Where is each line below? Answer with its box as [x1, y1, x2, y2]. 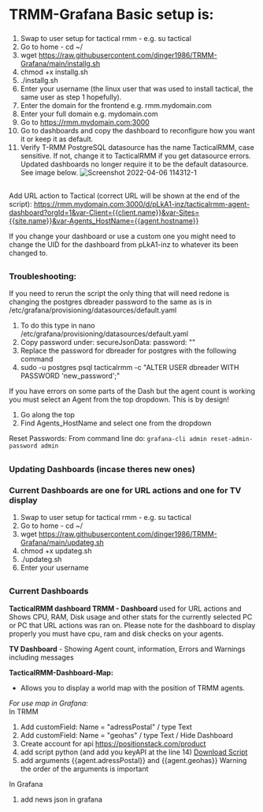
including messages [9, 653, 74, 662]
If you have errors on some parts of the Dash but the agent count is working [9, 387, 255, 396]
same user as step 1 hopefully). [20, 92, 122, 102]
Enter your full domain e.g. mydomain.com [20, 109, 158, 119]
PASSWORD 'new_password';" [20, 371, 120, 380]
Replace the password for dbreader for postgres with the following [20, 346, 237, 356]
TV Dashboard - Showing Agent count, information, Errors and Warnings [9, 644, 246, 653]
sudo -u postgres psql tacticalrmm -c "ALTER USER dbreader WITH [20, 363, 239, 372]
